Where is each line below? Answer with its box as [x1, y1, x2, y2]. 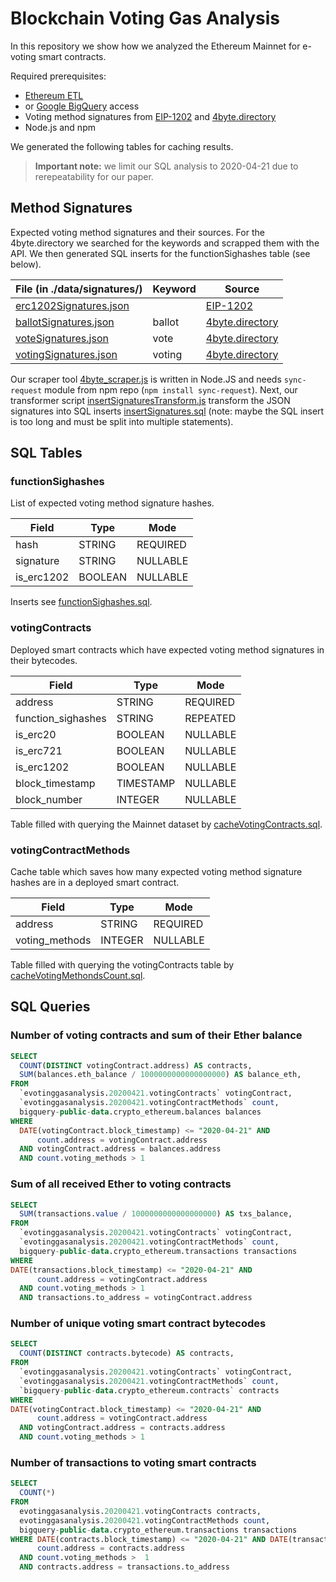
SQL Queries [10, 998, 91, 1016]
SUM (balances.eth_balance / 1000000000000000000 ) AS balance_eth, [19, 1070, 302, 1080]
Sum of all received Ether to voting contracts [10, 1177, 232, 1191]
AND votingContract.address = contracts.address [19, 1423, 226, 1433]
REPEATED [184, 711, 237, 725]
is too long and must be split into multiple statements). [10, 415, 234, 427]
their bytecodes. [10, 654, 78, 666]
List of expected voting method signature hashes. [10, 497, 215, 509]
